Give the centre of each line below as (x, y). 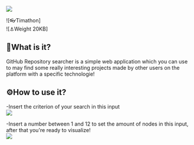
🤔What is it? (29, 47)
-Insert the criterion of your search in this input (63, 106)
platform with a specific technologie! (50, 74)
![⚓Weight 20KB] (27, 29)
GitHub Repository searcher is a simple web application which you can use (97, 61)
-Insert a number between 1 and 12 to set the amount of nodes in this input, (97, 124)
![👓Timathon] (24, 20)
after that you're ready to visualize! (48, 130)
